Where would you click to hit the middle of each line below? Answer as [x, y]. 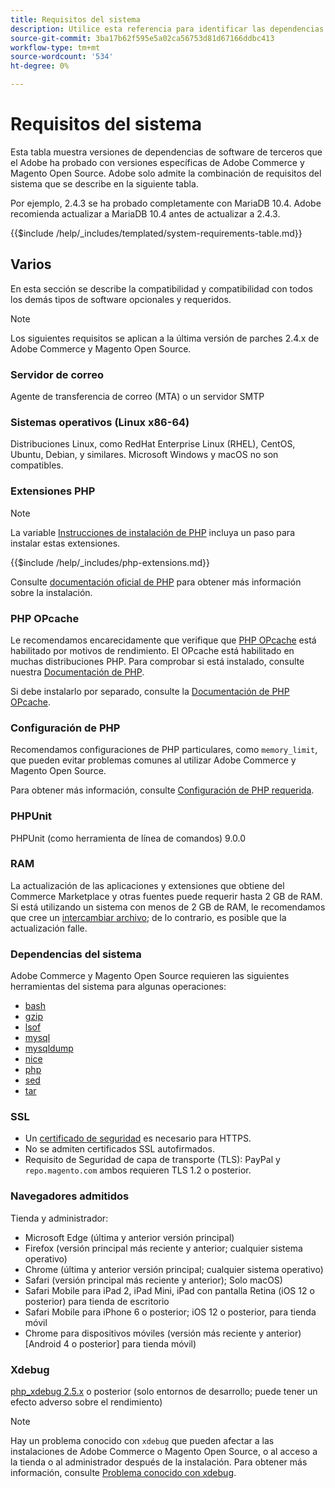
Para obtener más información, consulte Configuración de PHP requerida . [162, 790]
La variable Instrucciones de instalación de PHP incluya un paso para [152, 532]
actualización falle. [49, 928]
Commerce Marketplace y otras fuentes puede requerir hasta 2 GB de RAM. [166, 896]
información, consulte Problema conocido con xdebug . [123, 1473]
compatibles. [37, 465]
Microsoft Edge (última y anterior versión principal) [129, 1237]
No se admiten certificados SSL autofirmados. [119, 1149]
